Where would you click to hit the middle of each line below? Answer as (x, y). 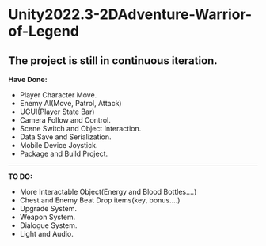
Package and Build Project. (64, 153)
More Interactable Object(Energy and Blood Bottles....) (108, 192)
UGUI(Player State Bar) (57, 112)
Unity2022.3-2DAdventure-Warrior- (130, 15)
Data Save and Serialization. (66, 137)
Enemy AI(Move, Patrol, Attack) (70, 103)
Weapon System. (47, 217)
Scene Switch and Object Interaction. (80, 129)
